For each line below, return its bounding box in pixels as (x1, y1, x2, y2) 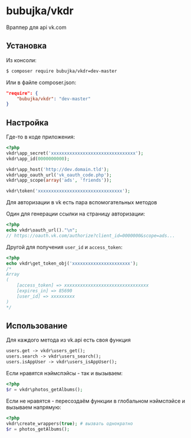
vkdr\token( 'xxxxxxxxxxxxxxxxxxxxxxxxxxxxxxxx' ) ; (6, 188, 131, 194)
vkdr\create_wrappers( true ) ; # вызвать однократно (6, 420, 133, 427)
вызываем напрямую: (6, 404, 62, 411)
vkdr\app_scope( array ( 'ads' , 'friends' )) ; (6, 178, 112, 183)
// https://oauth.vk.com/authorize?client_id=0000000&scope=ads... (6, 233, 176, 239)
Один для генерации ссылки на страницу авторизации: (6, 210, 146, 217)
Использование (6, 321, 68, 331)
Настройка (6, 117, 49, 128)
